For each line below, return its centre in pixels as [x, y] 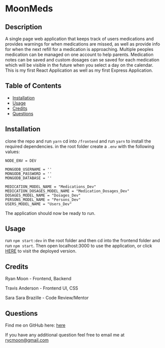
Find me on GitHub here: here [35, 325]
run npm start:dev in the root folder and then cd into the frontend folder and [82, 241]
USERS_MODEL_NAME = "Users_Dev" [38, 204]
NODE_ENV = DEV [21, 161]
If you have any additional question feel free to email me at [65, 335]
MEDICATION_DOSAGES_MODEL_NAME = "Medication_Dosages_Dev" [67, 191]
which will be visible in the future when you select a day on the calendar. [79, 65]
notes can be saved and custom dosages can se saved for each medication [82, 60]
